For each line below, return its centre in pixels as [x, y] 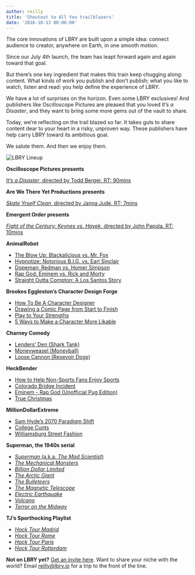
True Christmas [33, 398]
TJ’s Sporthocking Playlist [39, 518]
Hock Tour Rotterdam [41, 549]
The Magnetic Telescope [45, 488]
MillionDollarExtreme [32, 410]
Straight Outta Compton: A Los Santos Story [68, 280]
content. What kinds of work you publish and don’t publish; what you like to [97, 81]
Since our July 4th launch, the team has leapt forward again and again [91, 57]
